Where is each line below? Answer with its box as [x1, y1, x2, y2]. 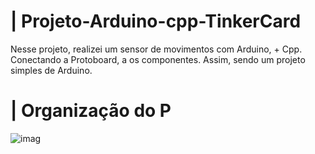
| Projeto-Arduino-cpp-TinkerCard [10, 10, 302, 33]
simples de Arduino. [10, 64, 93, 76]
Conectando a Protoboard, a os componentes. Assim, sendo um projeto [10, 53, 306, 65]
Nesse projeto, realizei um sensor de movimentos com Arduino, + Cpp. [10, 43, 303, 55]
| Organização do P [10, 100, 172, 122]
